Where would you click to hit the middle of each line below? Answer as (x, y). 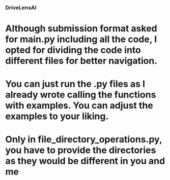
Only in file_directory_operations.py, (84, 140)
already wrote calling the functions (81, 95)
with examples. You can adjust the (79, 106)
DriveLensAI (21, 8)
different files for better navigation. (81, 61)
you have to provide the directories (81, 150)
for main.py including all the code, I (81, 39)
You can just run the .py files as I (75, 84)
